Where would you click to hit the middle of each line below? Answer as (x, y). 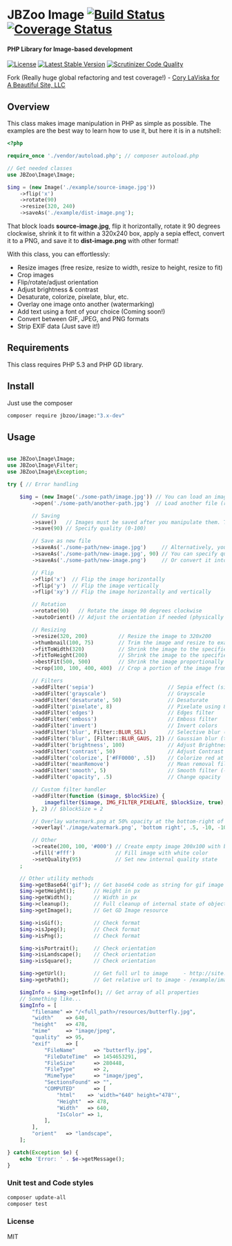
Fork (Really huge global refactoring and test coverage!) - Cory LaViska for (113, 78)
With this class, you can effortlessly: (59, 254)
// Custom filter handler (69, 790)
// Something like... (50, 999)
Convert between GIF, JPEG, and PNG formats (83, 319)
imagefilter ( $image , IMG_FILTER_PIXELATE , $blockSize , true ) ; (135, 802)
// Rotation (49, 604)
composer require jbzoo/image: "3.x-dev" (66, 415)
